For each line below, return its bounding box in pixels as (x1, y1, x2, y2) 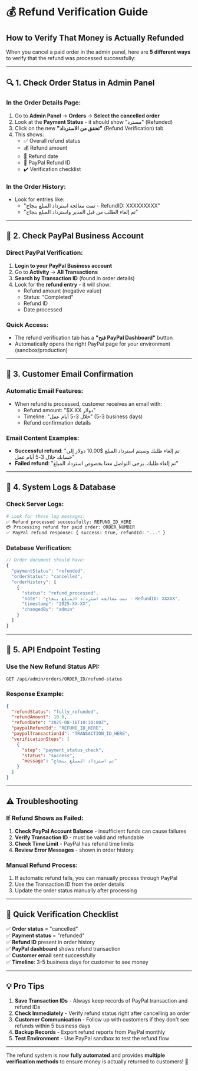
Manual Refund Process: (6, 861, 78, 869)
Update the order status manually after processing (14, 886, 137, 894)
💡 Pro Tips (6, 981, 45, 991)
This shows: (14, 131, 44, 138)
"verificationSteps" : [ (11, 736, 70, 742)
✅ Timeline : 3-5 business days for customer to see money (6, 958, 148, 965)
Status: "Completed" (23, 293, 74, 300)
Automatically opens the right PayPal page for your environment (14, 340, 171, 347)
